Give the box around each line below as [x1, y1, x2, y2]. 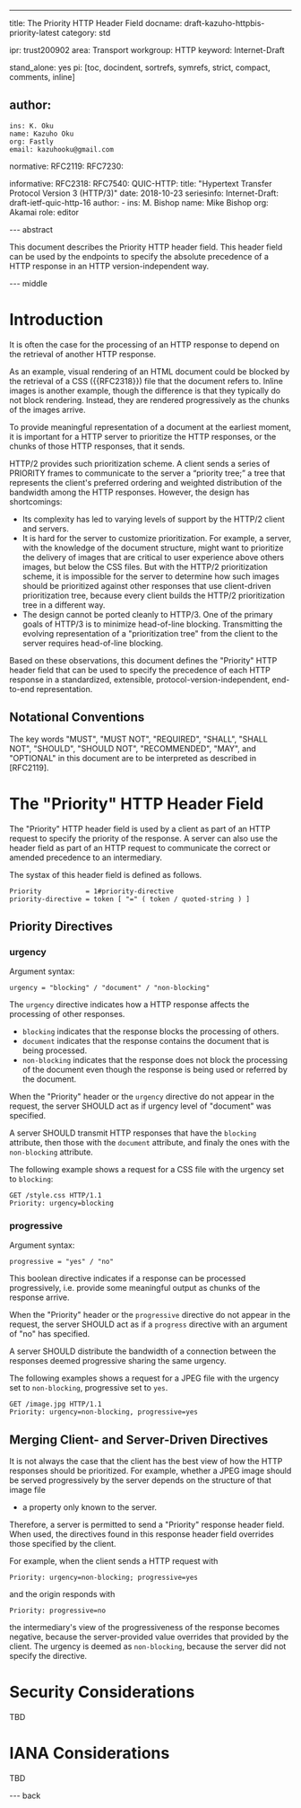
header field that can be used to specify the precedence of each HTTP [9, 664, 271, 675]
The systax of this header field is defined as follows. [9, 869, 202, 880]
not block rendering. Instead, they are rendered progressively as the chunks [9, 394, 290, 405]
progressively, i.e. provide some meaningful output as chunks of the [9, 1283, 261, 1294]
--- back [9, 1790, 41, 1801]
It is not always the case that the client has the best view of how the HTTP [9, 1456, 283, 1467]
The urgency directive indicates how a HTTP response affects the [9, 999, 250, 1010]
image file [9, 1485, 47, 1496]
